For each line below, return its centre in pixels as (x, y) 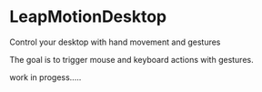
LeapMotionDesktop (88, 17)
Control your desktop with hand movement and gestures (115, 42)
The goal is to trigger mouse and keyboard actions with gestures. (131, 59)
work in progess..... (45, 77)
